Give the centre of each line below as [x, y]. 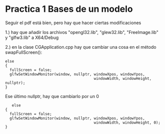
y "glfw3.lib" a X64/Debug [32, 37]
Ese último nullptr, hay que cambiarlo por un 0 [52, 96]
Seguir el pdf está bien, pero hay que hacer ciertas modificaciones [73, 23]
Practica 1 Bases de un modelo [69, 9]
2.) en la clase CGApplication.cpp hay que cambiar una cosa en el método [81, 47]
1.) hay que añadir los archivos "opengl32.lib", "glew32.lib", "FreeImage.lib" [82, 32]
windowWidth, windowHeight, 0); [127, 122]
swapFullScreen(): [24, 52]
